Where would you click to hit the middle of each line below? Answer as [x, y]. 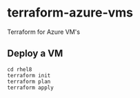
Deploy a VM [35, 53]
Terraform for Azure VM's [44, 32]
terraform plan [29, 81]
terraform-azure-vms [70, 13]
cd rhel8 [20, 69]
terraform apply [30, 88]
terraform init [29, 75]
